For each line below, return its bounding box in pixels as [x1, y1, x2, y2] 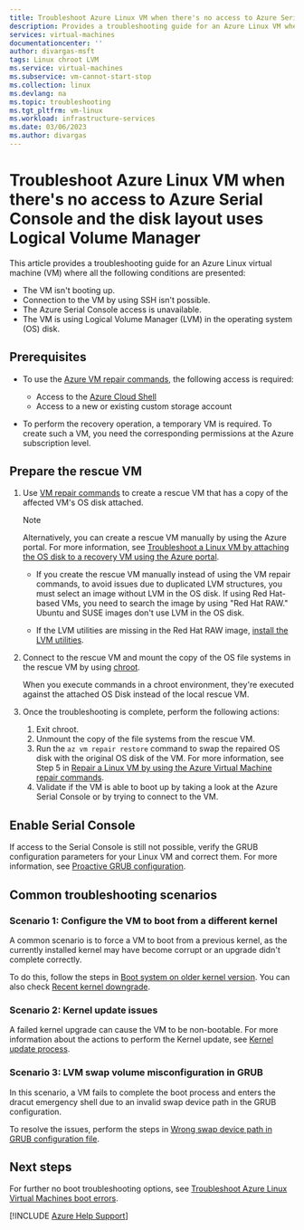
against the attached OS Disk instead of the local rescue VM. [22, 689, 250, 700]
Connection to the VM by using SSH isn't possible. [22, 294, 211, 305]
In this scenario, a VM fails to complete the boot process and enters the [9, 1087, 276, 1098]
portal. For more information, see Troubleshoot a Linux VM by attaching [22, 542, 290, 553]
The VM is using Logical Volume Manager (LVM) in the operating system [22, 313, 293, 324]
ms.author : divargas [9, 131, 88, 140]
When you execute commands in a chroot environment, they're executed [22, 680, 294, 691]
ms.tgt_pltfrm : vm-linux [9, 106, 103, 115]
